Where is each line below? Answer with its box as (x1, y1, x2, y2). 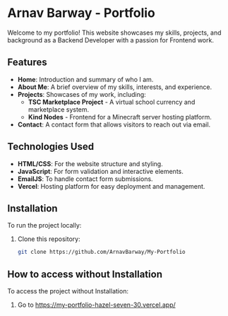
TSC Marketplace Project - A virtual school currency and (28, 98, 196, 106)
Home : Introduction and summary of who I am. (17, 75, 154, 83)
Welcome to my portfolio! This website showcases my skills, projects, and (7, 28, 222, 37)
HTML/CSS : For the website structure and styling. (17, 159, 164, 168)
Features (7, 57, 47, 69)
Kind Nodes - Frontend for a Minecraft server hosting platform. (28, 112, 212, 121)
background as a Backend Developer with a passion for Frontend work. (7, 35, 214, 44)
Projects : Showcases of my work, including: (17, 90, 146, 98)
